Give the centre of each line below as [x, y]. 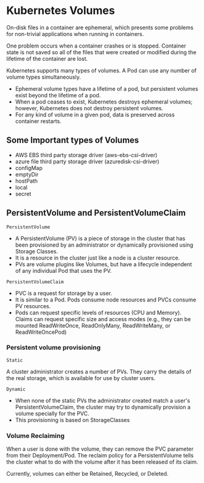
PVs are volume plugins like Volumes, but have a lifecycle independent [104, 264]
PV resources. [33, 306]
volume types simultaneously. [44, 77]
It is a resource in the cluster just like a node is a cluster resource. [97, 258]
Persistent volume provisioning [54, 348]
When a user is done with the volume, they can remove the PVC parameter [100, 449]
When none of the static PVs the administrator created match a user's [103, 400]
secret [23, 194]
